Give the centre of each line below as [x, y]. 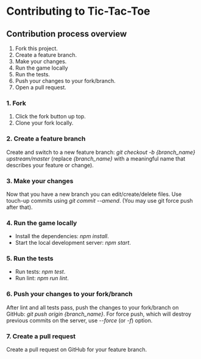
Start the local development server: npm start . [73, 243]
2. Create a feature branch [46, 139]
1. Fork [16, 103]
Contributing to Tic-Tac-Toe [78, 11]
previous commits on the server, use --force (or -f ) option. [79, 320]
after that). [19, 207]
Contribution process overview [67, 34]
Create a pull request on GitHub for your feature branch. [77, 350]
